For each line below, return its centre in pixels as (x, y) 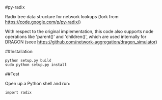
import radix (18, 93)
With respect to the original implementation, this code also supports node (79, 31)
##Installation (19, 51)
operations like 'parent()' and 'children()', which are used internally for (76, 37)
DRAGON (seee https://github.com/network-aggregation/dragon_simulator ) (81, 42)
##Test (12, 74)
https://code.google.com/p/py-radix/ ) (43, 22)
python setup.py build (28, 61)
